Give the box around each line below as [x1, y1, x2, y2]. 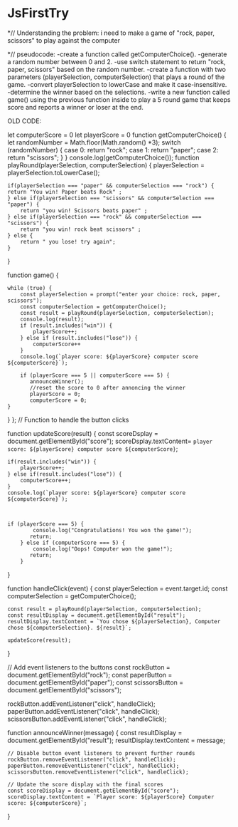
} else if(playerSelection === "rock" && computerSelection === [7, 213, 202, 220]
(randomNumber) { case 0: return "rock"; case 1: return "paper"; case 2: [7, 145, 219, 154]
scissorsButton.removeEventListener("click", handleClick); [7, 768, 190, 776]
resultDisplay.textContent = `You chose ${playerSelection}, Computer [7, 618, 221, 625]
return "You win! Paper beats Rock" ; [7, 188, 122, 195]
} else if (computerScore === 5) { [20, 539, 126, 546]
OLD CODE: [7, 116, 42, 125]
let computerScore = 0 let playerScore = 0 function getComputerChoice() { [7, 130, 227, 139]
